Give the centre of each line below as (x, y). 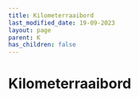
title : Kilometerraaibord (51, 15)
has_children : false (42, 45)
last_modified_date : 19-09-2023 (62, 23)
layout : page (30, 30)
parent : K (25, 37)
